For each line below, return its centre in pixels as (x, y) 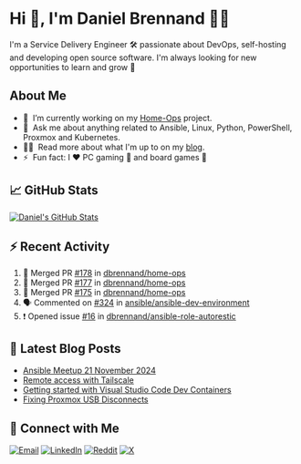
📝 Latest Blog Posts (65, 349)
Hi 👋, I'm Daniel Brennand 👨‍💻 (120, 19)
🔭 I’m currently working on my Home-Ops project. (117, 118)
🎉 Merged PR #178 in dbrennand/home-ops (104, 273)
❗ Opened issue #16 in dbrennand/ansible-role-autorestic (130, 316)
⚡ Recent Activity (60, 247)
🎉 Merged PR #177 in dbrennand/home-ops (104, 283)
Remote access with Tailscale (78, 380)
